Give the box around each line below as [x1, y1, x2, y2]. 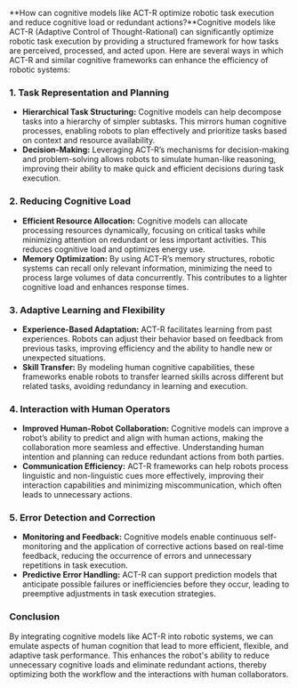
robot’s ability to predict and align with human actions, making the [21, 433, 264, 443]
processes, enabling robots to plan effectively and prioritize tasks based [21, 125, 287, 136]
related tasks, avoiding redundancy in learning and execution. [21, 380, 248, 391]
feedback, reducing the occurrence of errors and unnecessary [21, 551, 252, 562]
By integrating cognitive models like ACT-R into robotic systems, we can [9, 631, 274, 642]
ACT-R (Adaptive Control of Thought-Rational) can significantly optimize [9, 27, 274, 36]
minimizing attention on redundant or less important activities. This [21, 234, 267, 245]
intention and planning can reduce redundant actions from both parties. [21, 451, 285, 462]
